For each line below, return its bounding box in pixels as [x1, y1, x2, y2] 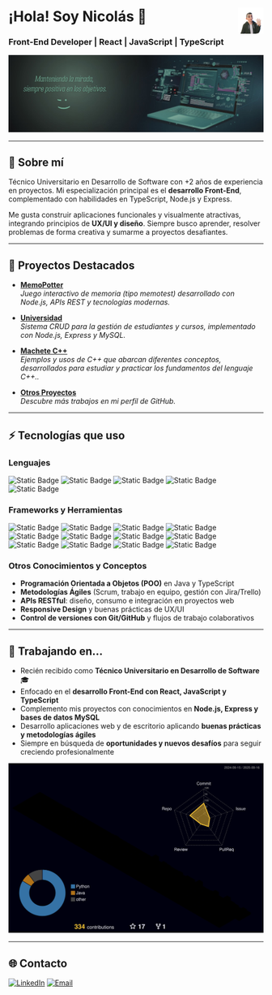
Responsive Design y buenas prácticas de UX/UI [19, 604, 185, 614]
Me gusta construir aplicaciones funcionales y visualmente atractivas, [8, 210, 241, 220]
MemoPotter [19, 280, 64, 290]
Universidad [19, 313, 63, 323]
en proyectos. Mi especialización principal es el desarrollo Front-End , [8, 186, 242, 196]
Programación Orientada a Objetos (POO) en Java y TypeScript [19, 578, 235, 588]
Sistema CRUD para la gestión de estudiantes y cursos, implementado [19, 322, 257, 331]
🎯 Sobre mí [8, 155, 64, 169]
